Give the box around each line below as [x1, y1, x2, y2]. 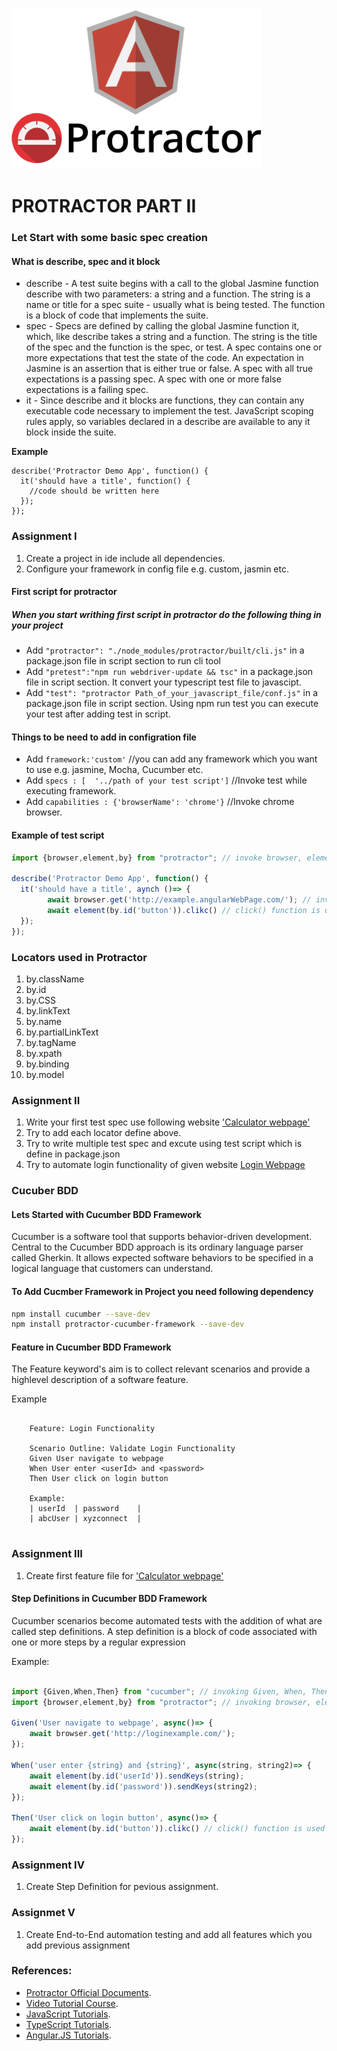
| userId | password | [29, 1504, 142, 1514]
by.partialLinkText [25, 1026, 99, 1038]
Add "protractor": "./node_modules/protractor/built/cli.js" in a [25, 644, 305, 657]
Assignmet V [11, 1906, 76, 1920]
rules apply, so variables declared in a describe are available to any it [25, 416, 311, 428]
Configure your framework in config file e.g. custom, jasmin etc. [25, 563, 289, 575]
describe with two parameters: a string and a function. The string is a [25, 288, 311, 300]
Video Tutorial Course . [25, 1997, 119, 2009]
